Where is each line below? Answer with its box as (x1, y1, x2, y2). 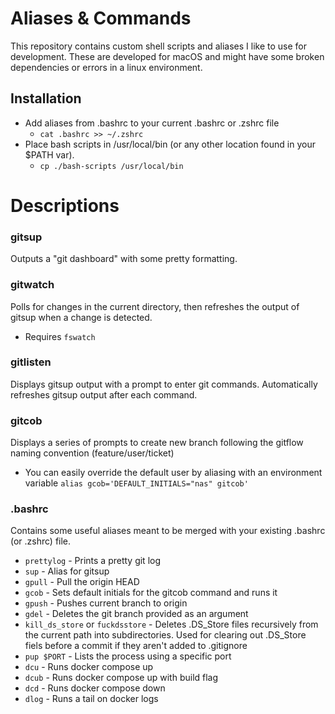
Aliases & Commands (10, 7, 192, 30)
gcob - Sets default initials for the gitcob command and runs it (24, 587, 278, 599)
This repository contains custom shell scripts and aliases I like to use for (10, 40, 308, 52)
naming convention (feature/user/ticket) (10, 447, 175, 459)
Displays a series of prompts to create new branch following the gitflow (10, 437, 304, 449)
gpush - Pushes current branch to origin (24, 597, 188, 609)
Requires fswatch (24, 330, 96, 342)
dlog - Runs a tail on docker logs (24, 693, 159, 705)
